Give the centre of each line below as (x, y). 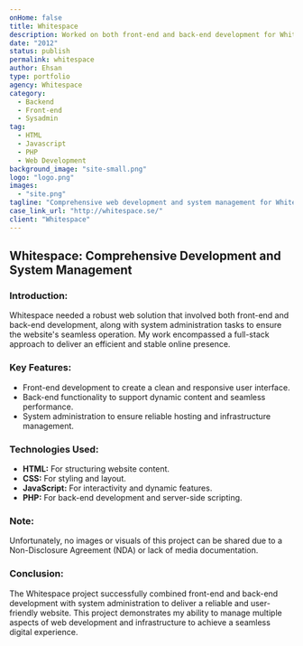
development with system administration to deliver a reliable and (129, 603)
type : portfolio (40, 77)
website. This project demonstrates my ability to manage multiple (161, 613)
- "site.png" (42, 194)
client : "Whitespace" (50, 219)
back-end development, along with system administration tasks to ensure (146, 325)
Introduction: (39, 295)
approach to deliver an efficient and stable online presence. (120, 344)
